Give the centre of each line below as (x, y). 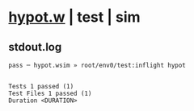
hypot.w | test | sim (74, 17)
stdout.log (35, 47)
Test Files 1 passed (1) (50, 93)
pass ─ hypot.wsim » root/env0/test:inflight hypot (97, 65)
